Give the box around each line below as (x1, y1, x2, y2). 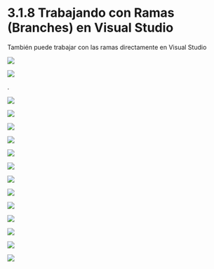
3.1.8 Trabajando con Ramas (7, 5, 175, 21)
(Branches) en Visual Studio (7, 20, 174, 36)
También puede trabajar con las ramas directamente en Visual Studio (7, 43, 207, 51)
